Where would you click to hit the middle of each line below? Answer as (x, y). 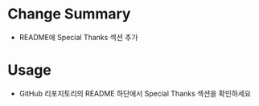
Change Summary (69, 14)
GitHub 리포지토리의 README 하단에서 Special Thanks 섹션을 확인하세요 (135, 93)
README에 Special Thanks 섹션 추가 (78, 37)
